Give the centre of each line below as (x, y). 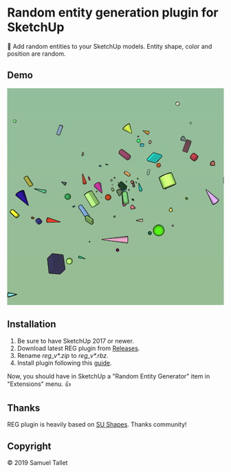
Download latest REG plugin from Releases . (78, 348)
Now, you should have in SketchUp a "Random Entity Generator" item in (109, 376)
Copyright (29, 446)
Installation (32, 324)
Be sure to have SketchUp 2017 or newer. (75, 341)
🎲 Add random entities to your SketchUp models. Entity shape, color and (110, 46)
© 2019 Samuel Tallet (37, 463)
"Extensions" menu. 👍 (39, 384)
